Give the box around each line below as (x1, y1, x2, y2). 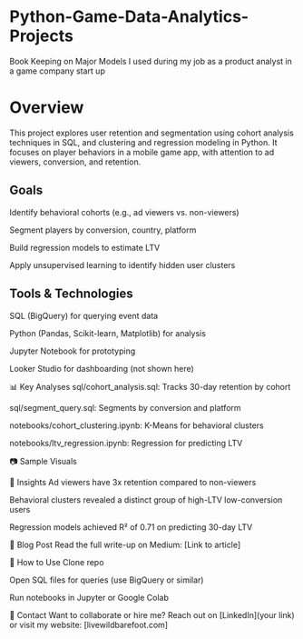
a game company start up (9, 65, 106, 76)
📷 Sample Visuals (9, 455, 77, 466)
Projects (9, 25, 74, 46)
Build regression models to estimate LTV (9, 242, 161, 253)
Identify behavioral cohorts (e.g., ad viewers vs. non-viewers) (9, 206, 239, 217)
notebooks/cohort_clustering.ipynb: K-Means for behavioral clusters (9, 420, 265, 431)
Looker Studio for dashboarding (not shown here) (9, 363, 195, 374)
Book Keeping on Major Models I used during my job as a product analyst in (9, 55, 292, 66)
